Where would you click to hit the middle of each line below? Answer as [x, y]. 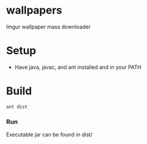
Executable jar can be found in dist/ [49, 135]
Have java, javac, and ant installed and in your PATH [78, 67]
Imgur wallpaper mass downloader [48, 27]
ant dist [17, 107]
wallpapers [34, 10]
